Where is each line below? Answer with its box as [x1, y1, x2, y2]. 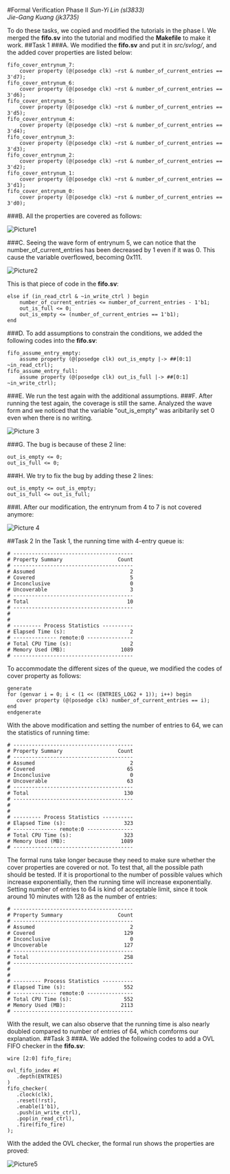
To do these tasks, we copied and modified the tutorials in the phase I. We [7, 27, 217, 34]
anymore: [7, 510, 34, 518]
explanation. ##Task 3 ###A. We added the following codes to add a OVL [7, 1035, 215, 1043]
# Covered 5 [7, 574, 134, 581]
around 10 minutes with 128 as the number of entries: [7, 892, 158, 901]
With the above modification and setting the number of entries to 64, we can [7, 721, 223, 729]
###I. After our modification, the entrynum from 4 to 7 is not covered [7, 503, 202, 511]
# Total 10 [7, 598, 134, 605]
